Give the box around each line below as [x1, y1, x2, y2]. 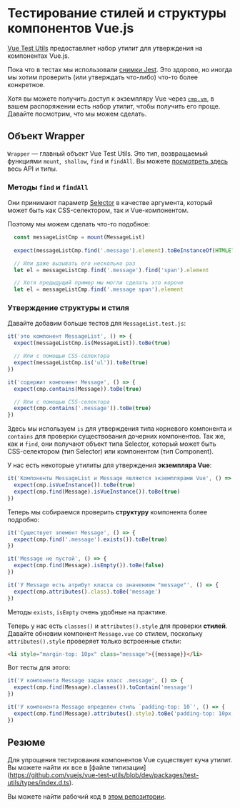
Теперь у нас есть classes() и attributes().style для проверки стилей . [7, 622, 228, 630]
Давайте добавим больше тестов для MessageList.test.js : [7, 319, 186, 328]
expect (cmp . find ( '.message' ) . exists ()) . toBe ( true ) [14, 536, 168, 543]
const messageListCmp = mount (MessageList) [14, 234, 145, 241]
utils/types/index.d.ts [7, 778, 70, 787]
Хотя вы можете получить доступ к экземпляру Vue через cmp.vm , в [7, 94, 214, 103]
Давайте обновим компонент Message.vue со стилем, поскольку [7, 629, 203, 637]
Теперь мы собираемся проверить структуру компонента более [7, 507, 208, 516]
